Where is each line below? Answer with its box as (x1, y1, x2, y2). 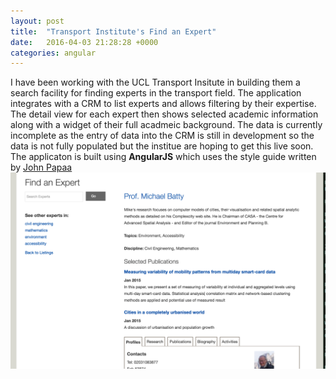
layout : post (10, 16, 65, 26)
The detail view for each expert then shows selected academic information (10, 108, 319, 120)
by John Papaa (10, 161, 73, 174)
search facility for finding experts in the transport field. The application (10, 87, 302, 99)
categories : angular (10, 48, 97, 58)
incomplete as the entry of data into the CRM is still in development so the (10, 130, 315, 142)
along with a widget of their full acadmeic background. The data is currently (10, 119, 323, 131)
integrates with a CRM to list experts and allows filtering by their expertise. (10, 98, 317, 110)
